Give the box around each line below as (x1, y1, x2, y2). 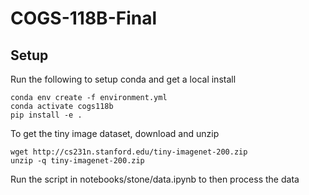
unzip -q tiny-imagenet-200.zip (10, 156, 145, 166)
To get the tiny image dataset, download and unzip (10, 128, 220, 139)
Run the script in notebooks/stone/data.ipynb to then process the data (10, 173, 300, 185)
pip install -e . (10, 110, 83, 120)
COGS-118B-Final (10, 7, 158, 30)
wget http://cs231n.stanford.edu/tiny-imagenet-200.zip (10, 147, 248, 157)
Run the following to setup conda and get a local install (10, 73, 237, 85)
